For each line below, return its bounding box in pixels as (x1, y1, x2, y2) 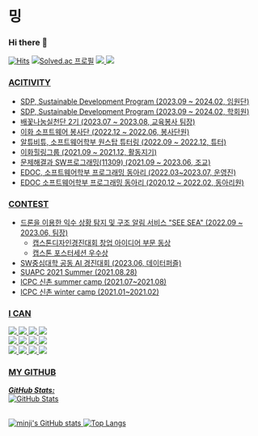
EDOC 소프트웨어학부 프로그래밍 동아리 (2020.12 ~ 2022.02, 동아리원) (19, 177, 244, 187)
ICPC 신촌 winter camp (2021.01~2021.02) (19, 287, 159, 297)
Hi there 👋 (8, 37, 49, 49)
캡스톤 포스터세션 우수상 (32, 248, 109, 258)
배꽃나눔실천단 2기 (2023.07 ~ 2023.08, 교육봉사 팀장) (19, 117, 196, 126)
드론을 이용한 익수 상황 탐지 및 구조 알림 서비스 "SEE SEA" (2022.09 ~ (19, 218, 243, 228)
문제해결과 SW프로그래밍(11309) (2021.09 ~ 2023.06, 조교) (19, 157, 211, 167)
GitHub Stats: (8, 385, 55, 395)
